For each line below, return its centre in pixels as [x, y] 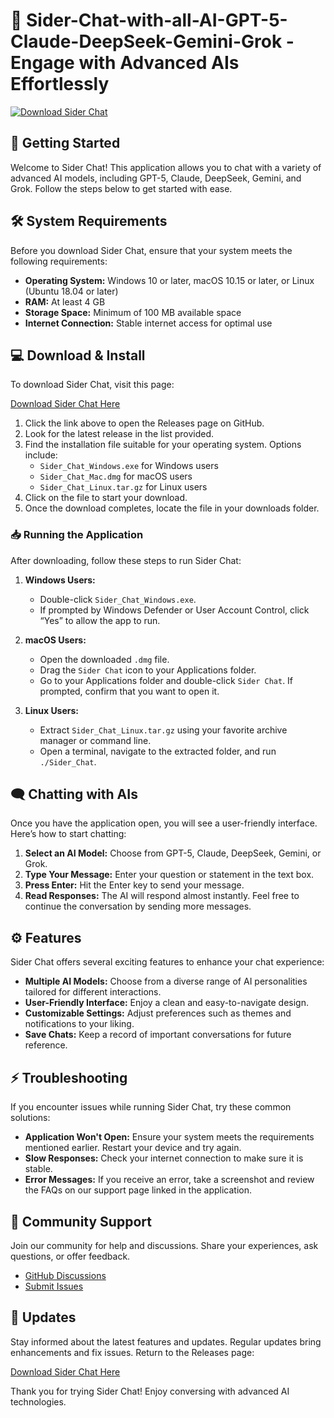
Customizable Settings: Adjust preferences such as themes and [158, 1013]
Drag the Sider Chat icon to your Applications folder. [148, 670]
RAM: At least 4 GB [65, 301]
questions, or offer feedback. [70, 1256]
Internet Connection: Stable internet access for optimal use [148, 323]
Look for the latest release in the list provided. [119, 434]
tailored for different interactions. [93, 992]
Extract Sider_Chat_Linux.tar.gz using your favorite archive [163, 730]
